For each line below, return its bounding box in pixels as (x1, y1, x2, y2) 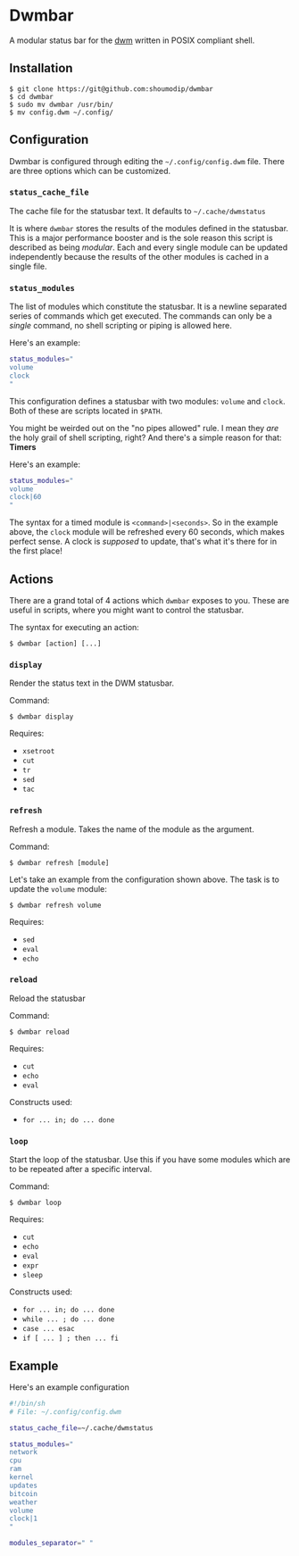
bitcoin (9, 1489, 38, 1498)
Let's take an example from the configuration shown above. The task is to (9, 874, 279, 885)
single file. (9, 261, 47, 271)
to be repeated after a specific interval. (9, 1164, 153, 1175)
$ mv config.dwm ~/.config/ (9, 108, 114, 117)
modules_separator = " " (9, 1539, 94, 1548)
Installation (9, 61, 73, 76)
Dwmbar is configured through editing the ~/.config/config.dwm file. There (9, 155, 286, 166)
